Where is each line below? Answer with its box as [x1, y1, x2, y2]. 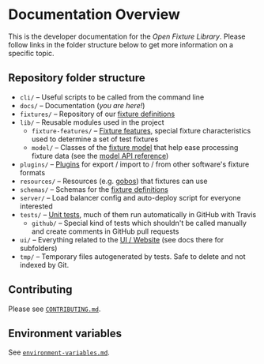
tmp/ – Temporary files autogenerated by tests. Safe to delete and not [19, 251, 247, 261]
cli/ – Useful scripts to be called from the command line [19, 92, 205, 102]
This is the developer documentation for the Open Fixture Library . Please [8, 32, 246, 41]
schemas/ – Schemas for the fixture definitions [19, 184, 168, 194]
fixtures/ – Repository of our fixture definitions [19, 109, 175, 118]
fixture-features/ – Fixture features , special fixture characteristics [31, 126, 251, 135]
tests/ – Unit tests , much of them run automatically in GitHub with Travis [19, 209, 257, 219]
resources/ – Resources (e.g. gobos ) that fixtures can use [19, 176, 208, 186]
